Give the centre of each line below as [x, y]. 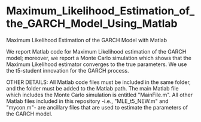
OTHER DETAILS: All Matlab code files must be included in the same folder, [99, 82]
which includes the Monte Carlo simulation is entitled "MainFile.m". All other [100, 95]
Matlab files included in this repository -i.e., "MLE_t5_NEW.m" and [87, 101]
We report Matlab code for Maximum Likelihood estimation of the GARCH [96, 51]
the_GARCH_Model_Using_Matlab [92, 24]
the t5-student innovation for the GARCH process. [68, 70]
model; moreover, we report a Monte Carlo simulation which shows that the [99, 58]
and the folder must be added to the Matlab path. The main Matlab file [92, 88]
